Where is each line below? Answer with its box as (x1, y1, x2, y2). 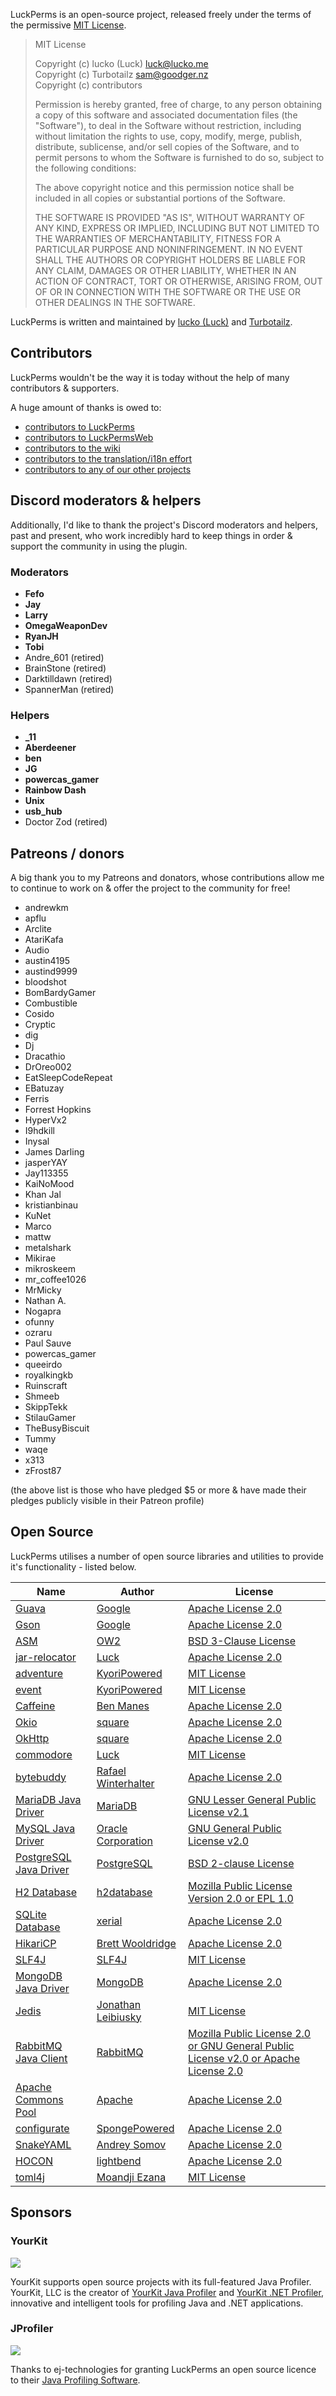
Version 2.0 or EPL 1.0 (188, 1891, 294, 1905)
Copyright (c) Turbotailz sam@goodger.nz (34, 69, 209, 80)
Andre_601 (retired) (24, 651, 105, 663)
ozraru (24, 1327, 53, 1339)
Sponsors (10, 2204, 72, 2221)
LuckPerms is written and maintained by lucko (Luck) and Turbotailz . (10, 316, 293, 328)
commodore (15, 1747, 73, 1761)
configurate (15, 2121, 70, 2135)
